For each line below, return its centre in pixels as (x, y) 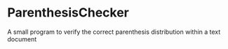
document (22, 39)
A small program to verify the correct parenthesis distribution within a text (114, 32)
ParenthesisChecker (68, 13)
